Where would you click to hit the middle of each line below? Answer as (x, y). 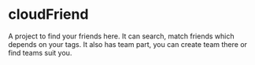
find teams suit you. (40, 52)
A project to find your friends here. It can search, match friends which (121, 36)
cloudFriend (48, 14)
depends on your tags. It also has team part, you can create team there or (128, 44)
